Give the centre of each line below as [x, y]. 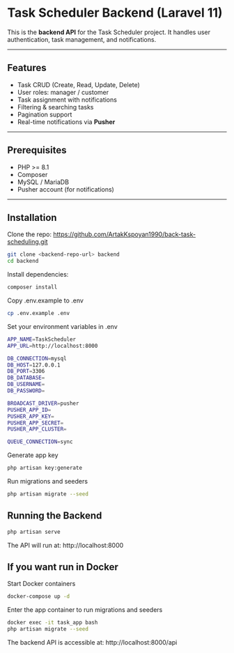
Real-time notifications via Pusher [66, 122]
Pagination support [45, 114]
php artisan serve [34, 532]
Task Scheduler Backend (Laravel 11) [115, 13]
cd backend [23, 261]
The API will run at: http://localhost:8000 [65, 545]
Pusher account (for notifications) [66, 189]
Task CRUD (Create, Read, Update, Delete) [79, 84]
